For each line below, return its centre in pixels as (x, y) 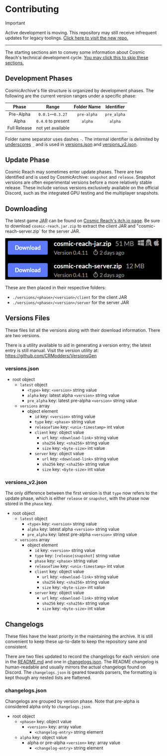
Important (15, 23)
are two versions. (23, 335)
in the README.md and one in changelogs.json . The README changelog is (82, 662)
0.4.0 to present (53, 121)
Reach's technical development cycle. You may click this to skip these (77, 57)
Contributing (32, 9)
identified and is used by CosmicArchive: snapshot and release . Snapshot (80, 177)
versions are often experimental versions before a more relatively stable (79, 182)
